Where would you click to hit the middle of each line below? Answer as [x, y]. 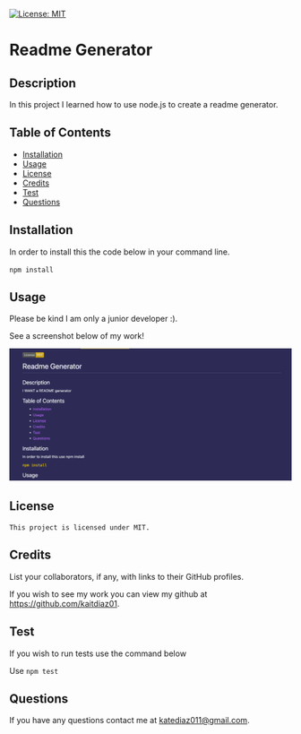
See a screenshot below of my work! [77, 336]
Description [43, 83]
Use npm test [34, 670]
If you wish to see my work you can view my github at [108, 594]
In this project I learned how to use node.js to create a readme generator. [144, 104]
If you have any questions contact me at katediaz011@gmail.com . [129, 721]
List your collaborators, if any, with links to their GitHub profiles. [127, 576]
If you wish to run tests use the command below [98, 653]
